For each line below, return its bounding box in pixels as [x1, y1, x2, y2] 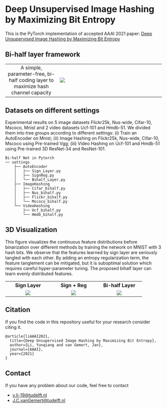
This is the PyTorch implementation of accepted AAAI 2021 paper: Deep [5, 30, 153, 36]
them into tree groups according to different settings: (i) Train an [5, 130, 137, 136]
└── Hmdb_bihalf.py [23, 212, 64, 217]
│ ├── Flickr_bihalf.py [14, 195, 68, 200]
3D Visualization [5, 226, 58, 234]
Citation [5, 305, 31, 314]
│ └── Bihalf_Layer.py [14, 177, 66, 182]
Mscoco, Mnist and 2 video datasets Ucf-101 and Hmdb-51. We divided [5, 125, 151, 131]
